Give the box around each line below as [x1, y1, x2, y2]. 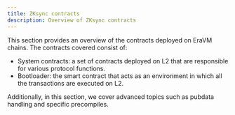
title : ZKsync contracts [7, 10, 80, 17]
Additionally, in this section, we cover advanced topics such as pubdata [7, 92, 215, 101]
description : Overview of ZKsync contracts [7, 17, 137, 24]
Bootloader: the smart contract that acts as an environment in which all [17, 71, 222, 80]
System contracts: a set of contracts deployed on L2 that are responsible [17, 56, 229, 65]
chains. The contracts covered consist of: [7, 43, 128, 52]
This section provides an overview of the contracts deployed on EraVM [7, 36, 213, 44]
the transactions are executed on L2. [17, 79, 124, 87]
